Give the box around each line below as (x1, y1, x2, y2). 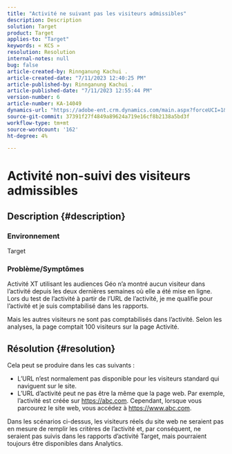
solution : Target (7, 23, 57, 30)
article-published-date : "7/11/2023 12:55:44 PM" (7, 87, 153, 94)
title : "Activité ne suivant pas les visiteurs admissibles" (7, 10, 187, 17)
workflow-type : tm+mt (7, 119, 70, 127)
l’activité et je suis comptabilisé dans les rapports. (7, 302, 149, 310)
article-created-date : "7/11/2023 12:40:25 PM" (7, 74, 147, 82)
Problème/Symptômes (7, 264, 84, 274)
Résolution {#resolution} (7, 343, 116, 354)
